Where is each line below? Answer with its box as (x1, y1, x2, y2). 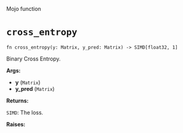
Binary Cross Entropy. (6, 55, 61, 62)
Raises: (6, 120, 26, 128)
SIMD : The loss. (6, 109, 44, 116)
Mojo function (6, 5, 41, 12)
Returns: (6, 97, 29, 104)
